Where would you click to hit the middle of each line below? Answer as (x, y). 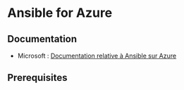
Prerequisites (37, 78)
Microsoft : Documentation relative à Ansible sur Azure (97, 56)
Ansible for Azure (60, 13)
